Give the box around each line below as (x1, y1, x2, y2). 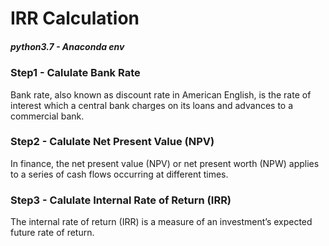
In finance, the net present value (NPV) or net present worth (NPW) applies (10, 157, 320, 169)
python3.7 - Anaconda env (10, 40, 125, 52)
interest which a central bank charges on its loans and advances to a (10, 99, 294, 111)
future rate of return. (10, 227, 95, 239)
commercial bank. (10, 110, 85, 122)
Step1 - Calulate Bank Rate (10, 66, 141, 80)
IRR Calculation (10, 7, 140, 30)
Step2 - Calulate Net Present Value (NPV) (10, 135, 215, 149)
